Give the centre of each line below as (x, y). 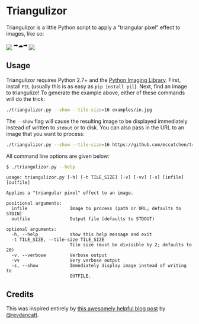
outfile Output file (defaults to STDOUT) (83, 219)
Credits (20, 294)
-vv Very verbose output (66, 261)
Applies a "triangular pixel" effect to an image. (70, 193)
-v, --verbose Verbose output (60, 255)
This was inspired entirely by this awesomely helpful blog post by (86, 309)
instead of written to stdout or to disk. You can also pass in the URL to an (95, 127)
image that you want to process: (45, 134)
